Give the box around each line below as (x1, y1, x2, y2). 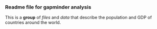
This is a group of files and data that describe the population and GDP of (5, 15, 152, 20)
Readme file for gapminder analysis (5, 4, 91, 10)
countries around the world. (5, 19, 61, 25)
